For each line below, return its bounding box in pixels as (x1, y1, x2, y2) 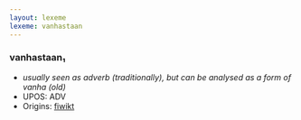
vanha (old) (22, 81, 66, 92)
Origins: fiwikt (22, 100, 75, 111)
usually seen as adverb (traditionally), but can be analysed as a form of (22, 71, 292, 82)
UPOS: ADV (22, 91, 66, 102)
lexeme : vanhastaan (9, 22, 83, 31)
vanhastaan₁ (9, 51, 66, 64)
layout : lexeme (9, 13, 67, 23)
